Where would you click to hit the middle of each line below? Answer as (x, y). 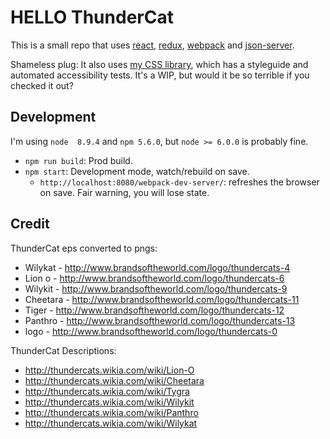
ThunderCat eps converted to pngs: (84, 248)
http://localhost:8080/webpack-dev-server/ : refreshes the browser (179, 182)
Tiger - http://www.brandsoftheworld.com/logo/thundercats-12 (154, 310)
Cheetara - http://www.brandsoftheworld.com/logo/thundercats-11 (162, 299)
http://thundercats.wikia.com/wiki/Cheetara (114, 380)
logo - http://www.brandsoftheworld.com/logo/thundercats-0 (151, 331)
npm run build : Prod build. (78, 160)
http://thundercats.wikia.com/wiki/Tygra (107, 391)
